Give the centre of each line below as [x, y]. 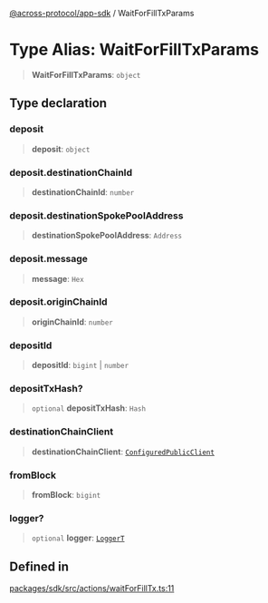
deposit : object [61, 149]
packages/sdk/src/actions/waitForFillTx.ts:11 [92, 588]
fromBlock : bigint [66, 495]
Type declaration [58, 103]
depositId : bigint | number [80, 365]
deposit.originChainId [58, 302]
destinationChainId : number [83, 192]
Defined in [39, 566]
